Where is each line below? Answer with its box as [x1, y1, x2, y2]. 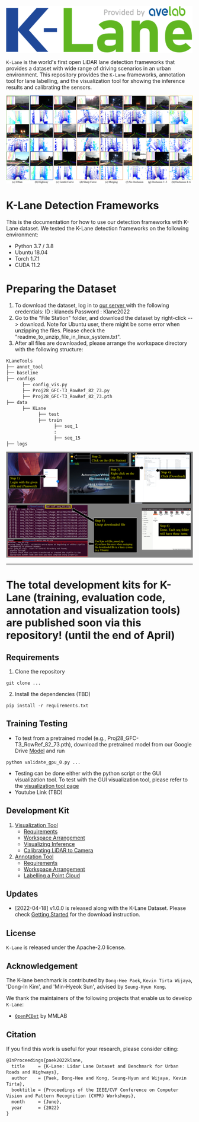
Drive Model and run [14, 747, 65, 754]
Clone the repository [14, 668, 65, 675]
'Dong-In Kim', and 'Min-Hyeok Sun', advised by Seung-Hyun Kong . [6, 983, 167, 990]
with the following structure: [14, 345, 84, 352]
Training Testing [6, 719, 68, 729]
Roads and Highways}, [6, 1069, 60, 1075]
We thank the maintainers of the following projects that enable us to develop [6, 995, 192, 1002]
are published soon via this [6, 616, 142, 630]
